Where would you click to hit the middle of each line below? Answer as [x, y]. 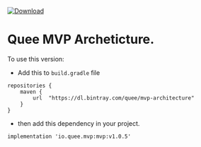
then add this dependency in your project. [79, 123]
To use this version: [36, 59]
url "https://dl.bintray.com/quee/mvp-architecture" [114, 98]
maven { [31, 92]
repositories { [30, 86]
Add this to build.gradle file [59, 72]
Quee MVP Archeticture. [81, 40]
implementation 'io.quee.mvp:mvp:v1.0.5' [69, 136]
